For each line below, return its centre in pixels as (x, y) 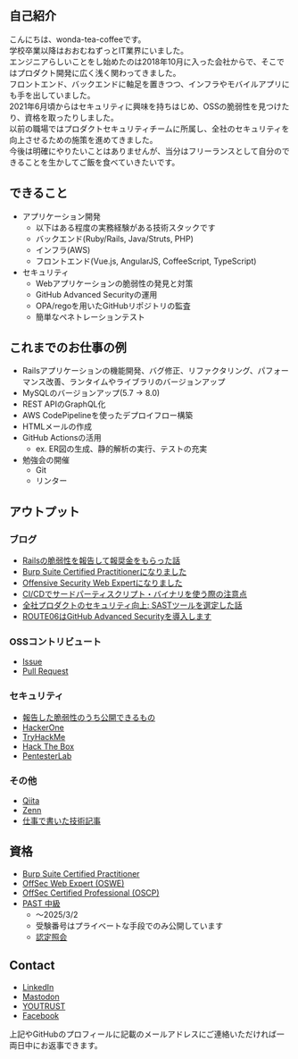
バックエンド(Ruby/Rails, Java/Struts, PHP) (115, 239)
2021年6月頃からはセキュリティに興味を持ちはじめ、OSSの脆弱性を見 (138, 106)
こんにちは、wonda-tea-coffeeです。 (78, 39)
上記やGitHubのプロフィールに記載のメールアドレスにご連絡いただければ (143, 1034)
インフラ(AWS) (63, 249)
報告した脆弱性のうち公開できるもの (89, 717)
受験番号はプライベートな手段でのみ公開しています (129, 925)
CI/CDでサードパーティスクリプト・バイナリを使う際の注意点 (135, 594)
